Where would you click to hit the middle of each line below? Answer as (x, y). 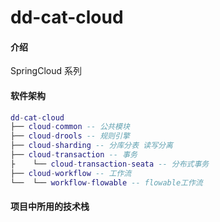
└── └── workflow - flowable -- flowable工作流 (106, 182)
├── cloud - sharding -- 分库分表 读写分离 (91, 146)
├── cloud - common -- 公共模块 (70, 127)
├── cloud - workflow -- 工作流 (71, 173)
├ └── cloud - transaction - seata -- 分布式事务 (110, 164)
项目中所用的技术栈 (50, 207)
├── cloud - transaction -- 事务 (74, 155)
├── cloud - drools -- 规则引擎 (70, 136)
